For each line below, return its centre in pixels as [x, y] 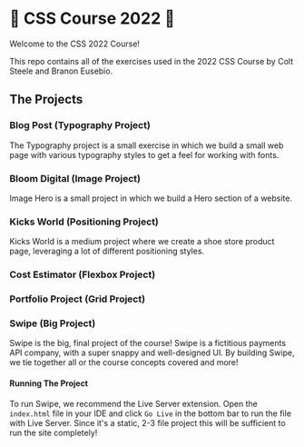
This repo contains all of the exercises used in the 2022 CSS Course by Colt [151, 61]
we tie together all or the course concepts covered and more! [124, 363]
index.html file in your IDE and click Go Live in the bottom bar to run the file [151, 413]
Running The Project [49, 383]
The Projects [46, 99]
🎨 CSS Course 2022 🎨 [92, 19]
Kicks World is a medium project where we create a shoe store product [142, 242]
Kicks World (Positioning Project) [84, 222]
